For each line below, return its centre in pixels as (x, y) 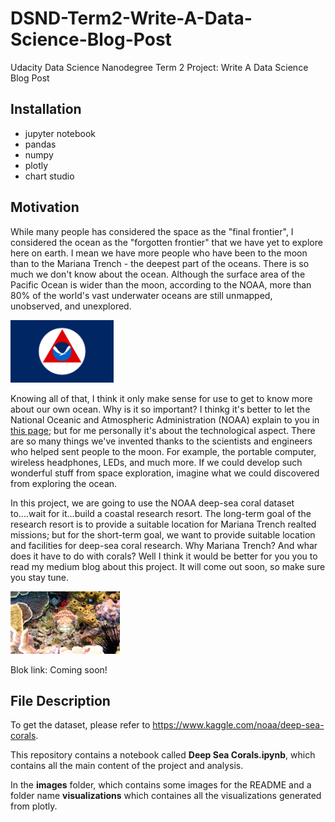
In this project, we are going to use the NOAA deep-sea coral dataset (152, 503)
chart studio (49, 176)
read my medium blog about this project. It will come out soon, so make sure (168, 566)
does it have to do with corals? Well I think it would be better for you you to (164, 556)
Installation (46, 109)
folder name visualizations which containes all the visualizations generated (166, 796)
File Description (60, 700)
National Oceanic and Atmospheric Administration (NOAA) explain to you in (165, 419)
